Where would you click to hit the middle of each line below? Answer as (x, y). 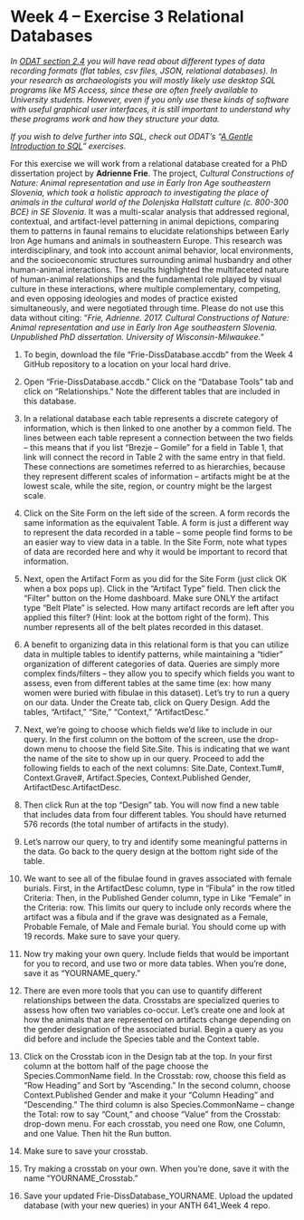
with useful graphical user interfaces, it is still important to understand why (150, 109)
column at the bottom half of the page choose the (116, 1066)
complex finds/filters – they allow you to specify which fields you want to (159, 673)
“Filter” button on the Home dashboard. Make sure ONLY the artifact (151, 598)
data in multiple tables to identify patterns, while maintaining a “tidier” (153, 654)
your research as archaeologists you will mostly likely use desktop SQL (143, 80)
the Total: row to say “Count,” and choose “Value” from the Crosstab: (152, 1114)
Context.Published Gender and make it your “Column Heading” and (148, 1095)
